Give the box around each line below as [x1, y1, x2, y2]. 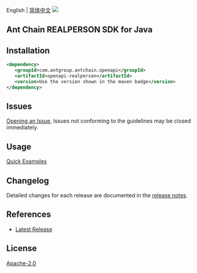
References [6, 209, 51, 220]
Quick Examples [6, 158, 47, 165]
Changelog [6, 175, 49, 186]
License [6, 243, 37, 253]
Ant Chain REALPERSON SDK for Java [6, 24, 153, 35]
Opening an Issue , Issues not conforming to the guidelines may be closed [6, 117, 191, 125]
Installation [6, 45, 50, 56]
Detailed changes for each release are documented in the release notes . [6, 192, 188, 199]
